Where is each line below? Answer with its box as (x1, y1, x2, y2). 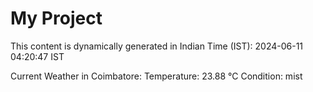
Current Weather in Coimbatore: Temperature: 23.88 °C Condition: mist (10, 70, 303, 82)
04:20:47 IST (10, 50, 65, 62)
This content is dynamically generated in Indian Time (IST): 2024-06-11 (10, 40, 304, 52)
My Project (10, 7, 103, 30)
